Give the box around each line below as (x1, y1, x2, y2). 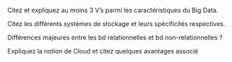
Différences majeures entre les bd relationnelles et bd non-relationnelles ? (7, 33, 223, 42)
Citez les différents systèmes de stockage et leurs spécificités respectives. (7, 20, 226, 27)
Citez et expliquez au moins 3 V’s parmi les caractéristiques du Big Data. (7, 6, 219, 14)
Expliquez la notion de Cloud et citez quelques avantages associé (7, 47, 199, 55)
